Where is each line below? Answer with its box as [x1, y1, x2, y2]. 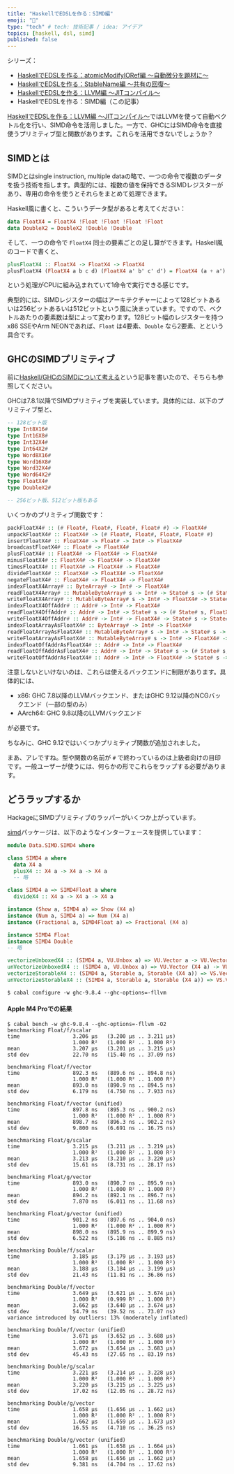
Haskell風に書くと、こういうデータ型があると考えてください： [7, 204, 187, 212]
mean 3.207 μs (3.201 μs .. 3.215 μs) [7, 1046, 176, 1053]
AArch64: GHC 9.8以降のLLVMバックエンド [17, 709, 143, 717]
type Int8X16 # [7, 426, 49, 433]
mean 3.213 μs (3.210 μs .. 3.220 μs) [7, 1155, 176, 1162]
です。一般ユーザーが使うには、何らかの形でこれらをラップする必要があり [7, 763, 221, 771]
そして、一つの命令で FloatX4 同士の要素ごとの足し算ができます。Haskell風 [7, 238, 224, 247]
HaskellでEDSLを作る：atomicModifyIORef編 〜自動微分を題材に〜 [17, 71, 209, 80]
